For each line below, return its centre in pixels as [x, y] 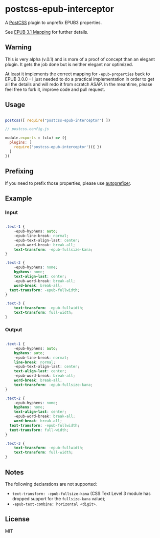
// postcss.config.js [27, 129]
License [17, 519]
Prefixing [19, 171]
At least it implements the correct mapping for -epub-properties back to [78, 74]
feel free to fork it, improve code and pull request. [55, 89]
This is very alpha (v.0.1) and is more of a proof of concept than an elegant [80, 59]
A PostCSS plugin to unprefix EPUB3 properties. [53, 22]
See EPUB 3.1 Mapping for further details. [47, 32]
